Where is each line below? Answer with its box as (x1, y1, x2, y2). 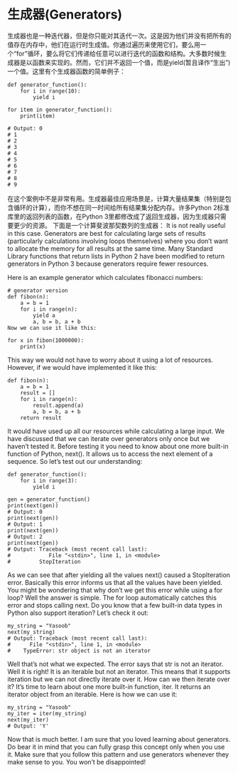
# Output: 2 (7, 533, 43, 540)
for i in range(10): (20, 87, 81, 95)
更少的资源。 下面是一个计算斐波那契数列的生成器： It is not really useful (13, 221, 226, 229)
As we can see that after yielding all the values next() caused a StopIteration (7, 571, 231, 579)
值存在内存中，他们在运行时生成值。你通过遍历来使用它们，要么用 (7, 40, 200, 48)
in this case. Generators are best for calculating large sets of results (7, 229, 206, 237)
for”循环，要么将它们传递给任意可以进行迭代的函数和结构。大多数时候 (16, 49, 220, 58)
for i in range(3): (20, 477, 78, 484)
